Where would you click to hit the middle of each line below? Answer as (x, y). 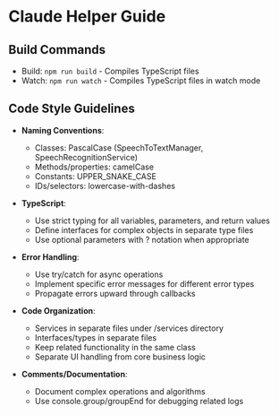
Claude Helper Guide (87, 17)
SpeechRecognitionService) (86, 157)
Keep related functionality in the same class (115, 347)
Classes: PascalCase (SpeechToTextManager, (119, 147)
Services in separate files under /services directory (129, 328)
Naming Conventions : (63, 130)
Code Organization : (58, 310)
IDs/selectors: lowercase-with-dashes (105, 186)
